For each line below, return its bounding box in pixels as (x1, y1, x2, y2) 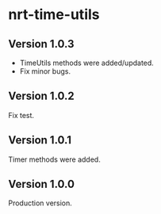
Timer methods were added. (8, 155, 101, 164)
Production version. (8, 198, 73, 208)
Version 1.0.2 (8, 90, 75, 103)
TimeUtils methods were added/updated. (19, 58, 155, 67)
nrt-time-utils (8, 6, 100, 24)
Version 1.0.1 (8, 133, 72, 147)
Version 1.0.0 (8, 178, 75, 191)
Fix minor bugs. (19, 67, 71, 76)
